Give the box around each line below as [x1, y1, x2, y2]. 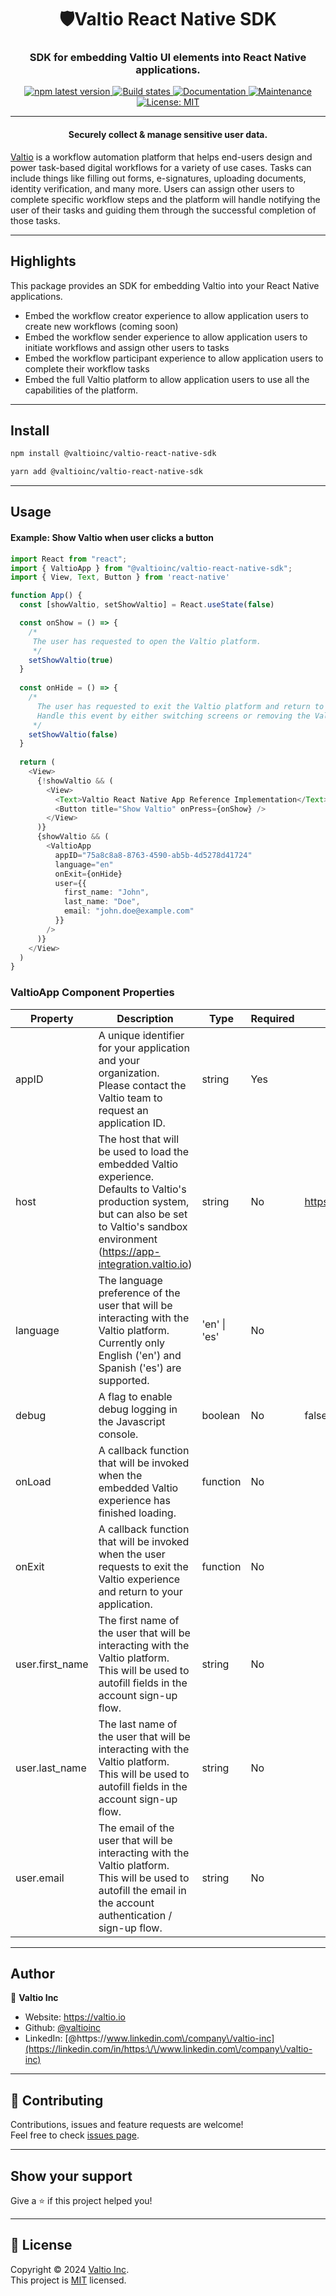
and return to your [98, 1584, 183, 1598]
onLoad [15, 1474, 52, 1488]
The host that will [98, 1132, 180, 1146]
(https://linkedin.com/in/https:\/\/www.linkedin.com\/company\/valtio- [24, 2043, 313, 2055]
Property [30, 1011, 74, 1025]
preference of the [98, 1286, 181, 1300]
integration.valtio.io [98, 1257, 189, 1271]
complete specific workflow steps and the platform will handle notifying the [10, 193, 321, 205]
